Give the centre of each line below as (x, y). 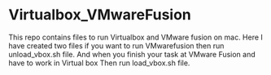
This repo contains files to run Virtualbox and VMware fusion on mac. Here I (135, 37)
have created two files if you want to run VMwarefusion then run (116, 45)
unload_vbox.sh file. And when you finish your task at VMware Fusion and (132, 54)
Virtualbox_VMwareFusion (100, 15)
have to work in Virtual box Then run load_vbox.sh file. (99, 63)
